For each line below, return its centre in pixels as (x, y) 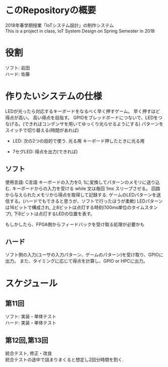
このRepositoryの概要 (51, 10)
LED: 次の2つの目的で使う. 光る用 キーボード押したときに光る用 (78, 141)
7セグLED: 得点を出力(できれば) (45, 151)
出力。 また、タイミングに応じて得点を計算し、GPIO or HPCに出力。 (76, 261)
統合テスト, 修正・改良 (28, 353)
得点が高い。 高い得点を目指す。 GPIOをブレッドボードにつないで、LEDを (82, 117)
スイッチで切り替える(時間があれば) (42, 130)
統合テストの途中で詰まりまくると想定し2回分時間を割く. (65, 360)
